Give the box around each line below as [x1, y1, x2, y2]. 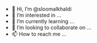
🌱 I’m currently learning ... [11, 18, 75, 24]
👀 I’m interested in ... [11, 12, 62, 19]
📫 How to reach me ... [11, 31, 66, 37]
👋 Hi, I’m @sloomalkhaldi [11, 6, 72, 12]
